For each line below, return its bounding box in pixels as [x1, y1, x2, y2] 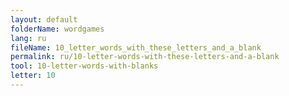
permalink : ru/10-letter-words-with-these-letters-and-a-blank [10, 52, 280, 62]
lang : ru [10, 33, 47, 43]
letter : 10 [10, 71, 56, 81]
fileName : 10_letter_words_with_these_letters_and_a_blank [10, 42, 262, 53]
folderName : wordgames [10, 24, 105, 34]
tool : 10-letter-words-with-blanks [10, 61, 159, 71]
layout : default [10, 14, 78, 25]
